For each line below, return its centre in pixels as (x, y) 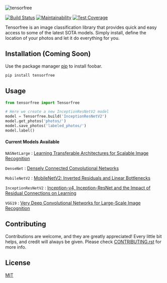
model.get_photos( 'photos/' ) (36, 121)
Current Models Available (32, 142)
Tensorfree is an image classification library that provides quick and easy (81, 27)
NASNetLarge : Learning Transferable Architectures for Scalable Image (77, 153)
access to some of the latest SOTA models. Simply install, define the (76, 33)
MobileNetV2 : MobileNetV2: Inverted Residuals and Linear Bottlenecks (78, 178)
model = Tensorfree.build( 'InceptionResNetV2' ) (56, 117)
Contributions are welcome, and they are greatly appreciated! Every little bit (83, 236)
